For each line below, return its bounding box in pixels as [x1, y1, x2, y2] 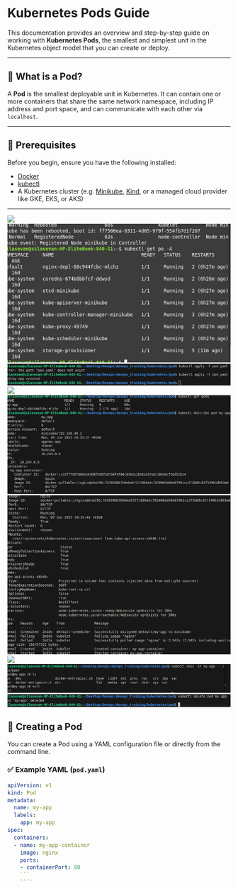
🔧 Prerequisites [7, 140, 76, 152]
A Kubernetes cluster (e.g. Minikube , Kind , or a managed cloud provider [17, 186, 228, 196]
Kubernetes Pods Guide [7, 5, 150, 21]
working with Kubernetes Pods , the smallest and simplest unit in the [7, 35, 207, 44]
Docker [17, 172, 40, 180]
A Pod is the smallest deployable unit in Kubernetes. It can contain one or [7, 89, 222, 98]
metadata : [7, 797, 37, 804]
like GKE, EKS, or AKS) [17, 194, 84, 203]
